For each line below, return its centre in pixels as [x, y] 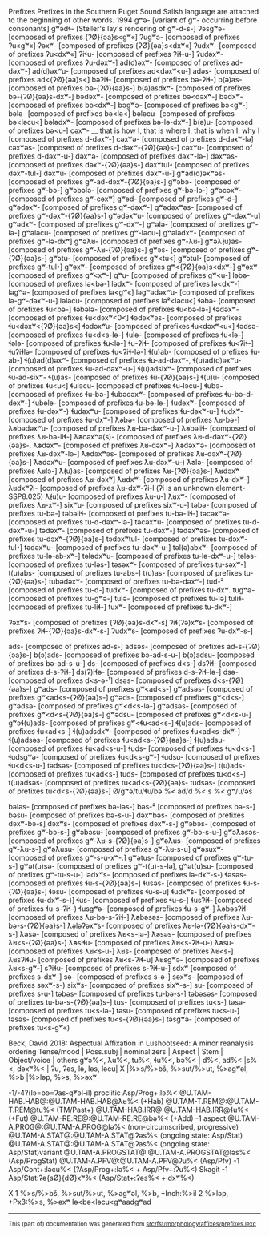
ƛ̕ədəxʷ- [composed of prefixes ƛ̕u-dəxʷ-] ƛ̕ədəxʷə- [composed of [145, 445]
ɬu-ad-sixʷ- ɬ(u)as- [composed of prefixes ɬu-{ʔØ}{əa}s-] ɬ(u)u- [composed [134, 377]
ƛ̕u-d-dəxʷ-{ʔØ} [220, 437]
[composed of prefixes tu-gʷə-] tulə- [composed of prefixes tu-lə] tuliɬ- [126, 598]
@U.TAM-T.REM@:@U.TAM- [212, 1101]
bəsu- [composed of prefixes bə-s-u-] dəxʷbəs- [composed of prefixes [126, 815]
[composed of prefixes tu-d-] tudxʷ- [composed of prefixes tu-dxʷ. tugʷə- [132, 590]
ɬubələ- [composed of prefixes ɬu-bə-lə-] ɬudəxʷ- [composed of [139, 403]
